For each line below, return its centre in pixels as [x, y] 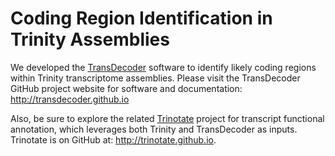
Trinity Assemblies [90, 39]
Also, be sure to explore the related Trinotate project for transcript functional [167, 118]
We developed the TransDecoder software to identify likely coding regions [163, 67]
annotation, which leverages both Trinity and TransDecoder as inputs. [154, 129]
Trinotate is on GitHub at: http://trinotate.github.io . [113, 139]
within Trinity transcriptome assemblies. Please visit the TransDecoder [155, 78]
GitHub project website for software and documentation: [126, 88]
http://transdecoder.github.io [70, 99]
